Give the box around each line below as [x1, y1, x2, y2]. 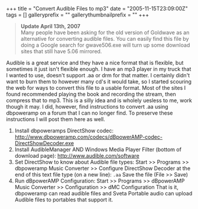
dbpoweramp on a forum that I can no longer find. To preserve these [6, 109, 173, 116]
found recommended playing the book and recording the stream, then [6, 91, 176, 97]
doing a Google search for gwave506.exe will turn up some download [20, 41, 190, 48]
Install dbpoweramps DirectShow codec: [14, 127, 114, 134]
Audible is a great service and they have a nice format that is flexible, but [6, 59, 184, 66]
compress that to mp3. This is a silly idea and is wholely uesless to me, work [6, 97, 192, 104]
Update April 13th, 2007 [20, 23, 81, 30]
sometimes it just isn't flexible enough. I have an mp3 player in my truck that [6, 66, 191, 73]
